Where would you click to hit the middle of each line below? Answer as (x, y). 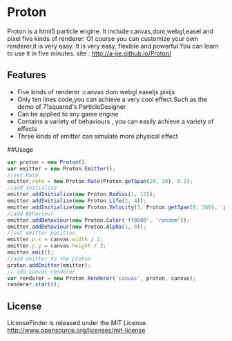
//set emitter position (41, 233)
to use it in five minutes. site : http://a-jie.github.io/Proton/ (89, 53)
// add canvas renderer (41, 272)
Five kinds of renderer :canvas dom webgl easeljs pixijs (96, 91)
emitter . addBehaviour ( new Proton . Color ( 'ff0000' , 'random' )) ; (98, 220)
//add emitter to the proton (49, 259)
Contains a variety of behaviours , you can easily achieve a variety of (115, 121)
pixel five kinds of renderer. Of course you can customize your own (103, 38)
